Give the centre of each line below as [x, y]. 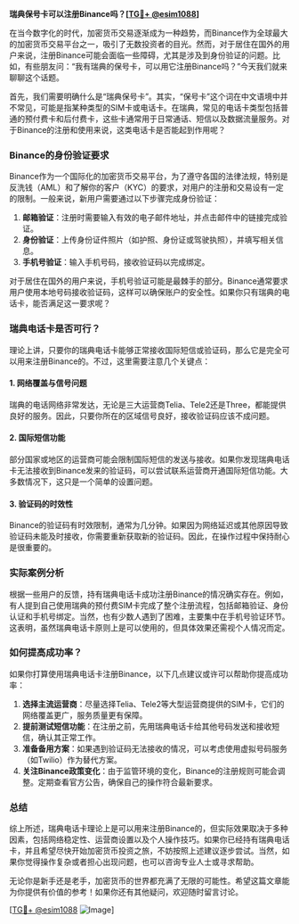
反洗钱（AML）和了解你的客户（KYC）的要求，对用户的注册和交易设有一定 [146, 187]
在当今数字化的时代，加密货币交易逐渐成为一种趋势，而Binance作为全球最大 [149, 33]
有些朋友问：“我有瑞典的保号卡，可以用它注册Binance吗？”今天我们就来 [156, 66]
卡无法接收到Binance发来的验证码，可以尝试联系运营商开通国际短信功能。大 [149, 470]
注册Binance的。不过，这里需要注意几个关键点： [121, 361]
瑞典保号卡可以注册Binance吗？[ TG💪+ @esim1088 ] [105, 14]
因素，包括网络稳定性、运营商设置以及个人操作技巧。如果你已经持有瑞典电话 [149, 840]
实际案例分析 [37, 573]
